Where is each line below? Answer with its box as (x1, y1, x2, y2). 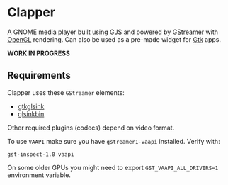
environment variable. (7, 171, 71, 179)
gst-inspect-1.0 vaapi (7, 150, 74, 158)
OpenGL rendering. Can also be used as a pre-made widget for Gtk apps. (7, 35, 222, 43)
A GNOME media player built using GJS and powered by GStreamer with (7, 28, 218, 36)
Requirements (7, 69, 71, 82)
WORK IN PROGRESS (7, 49, 71, 57)
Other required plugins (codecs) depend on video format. (7, 123, 175, 132)
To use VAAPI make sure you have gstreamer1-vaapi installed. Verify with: (7, 137, 221, 145)
